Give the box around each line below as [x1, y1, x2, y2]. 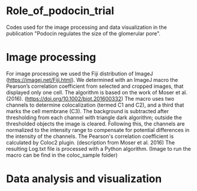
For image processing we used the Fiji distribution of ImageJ [6, 70, 153, 77]
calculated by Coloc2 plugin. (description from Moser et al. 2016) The [6, 139, 175, 146]
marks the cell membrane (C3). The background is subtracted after [6, 107, 169, 114]
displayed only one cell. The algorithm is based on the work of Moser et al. [6, 88, 188, 95]
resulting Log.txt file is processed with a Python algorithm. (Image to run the [6, 145, 191, 152]
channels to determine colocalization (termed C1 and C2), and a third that [6, 101, 185, 108]
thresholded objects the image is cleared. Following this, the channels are [6, 120, 185, 127]
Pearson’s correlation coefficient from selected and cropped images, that [6, 83, 184, 90]
